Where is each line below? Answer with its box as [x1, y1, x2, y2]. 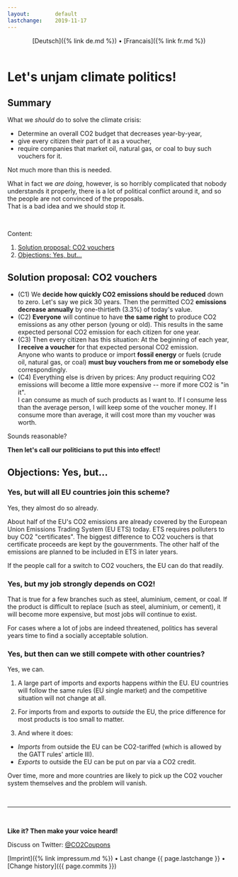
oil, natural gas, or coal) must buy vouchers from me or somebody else [17, 358, 229, 367]
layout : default [7, 10, 78, 18]
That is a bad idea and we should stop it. [7, 202, 126, 211]
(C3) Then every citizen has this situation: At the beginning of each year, [17, 335, 229, 344]
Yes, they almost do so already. [7, 503, 99, 512]
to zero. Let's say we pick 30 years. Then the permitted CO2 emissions [17, 298, 227, 306]
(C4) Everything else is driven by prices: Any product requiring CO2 [17, 373, 216, 381]
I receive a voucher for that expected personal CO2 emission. [17, 343, 199, 352]
